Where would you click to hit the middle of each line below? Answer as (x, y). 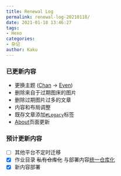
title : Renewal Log (30, 11)
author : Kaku (22, 50)
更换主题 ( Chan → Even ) (44, 85)
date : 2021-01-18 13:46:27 (39, 22)
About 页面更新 (32, 122)
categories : (20, 39)
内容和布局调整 (32, 107)
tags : (13, 28)
